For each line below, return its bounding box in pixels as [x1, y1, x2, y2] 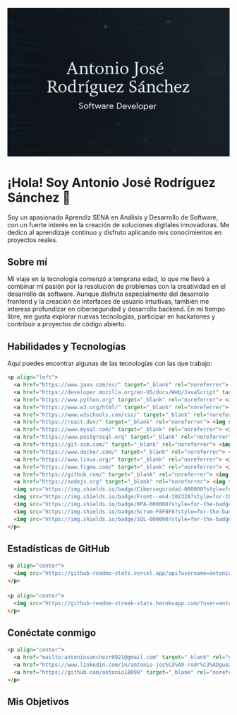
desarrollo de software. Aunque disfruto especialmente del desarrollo [7, 290, 209, 298]
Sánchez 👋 [7, 189, 71, 205]
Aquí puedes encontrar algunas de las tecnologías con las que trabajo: [7, 359, 213, 368]
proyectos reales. [7, 235, 58, 244]
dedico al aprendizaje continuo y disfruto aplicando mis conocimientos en [7, 228, 222, 236]
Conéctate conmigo [7, 627, 97, 639]
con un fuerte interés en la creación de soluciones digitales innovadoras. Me [7, 220, 230, 229]
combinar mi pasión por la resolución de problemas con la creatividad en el [7, 282, 226, 291]
